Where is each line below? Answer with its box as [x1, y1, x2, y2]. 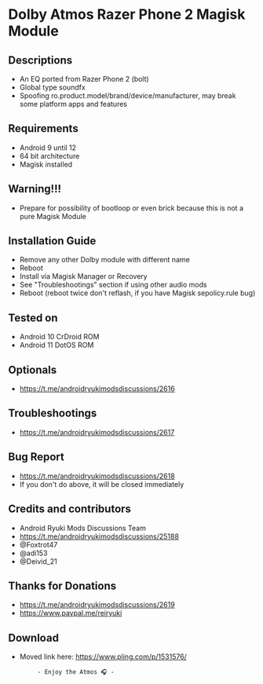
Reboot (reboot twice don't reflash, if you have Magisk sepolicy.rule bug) [19, 288, 256, 298]
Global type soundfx [19, 82, 86, 92]
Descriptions [8, 53, 73, 67]
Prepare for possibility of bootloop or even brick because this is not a [19, 203, 243, 213]
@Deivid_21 [19, 556, 57, 566]
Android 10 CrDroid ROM [19, 332, 100, 342]
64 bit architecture [19, 151, 80, 160]
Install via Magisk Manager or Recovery [19, 272, 148, 281]
